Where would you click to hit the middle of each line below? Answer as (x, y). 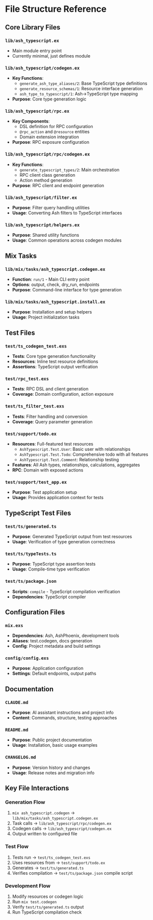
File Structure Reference (56, 9)
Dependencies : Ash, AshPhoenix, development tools (65, 635)
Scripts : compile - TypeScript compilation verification (66, 591)
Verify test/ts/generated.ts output (48, 907)
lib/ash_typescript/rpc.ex (37, 111)
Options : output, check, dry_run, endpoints (56, 285)
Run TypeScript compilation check (47, 912)
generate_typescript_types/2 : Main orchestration (69, 170)
